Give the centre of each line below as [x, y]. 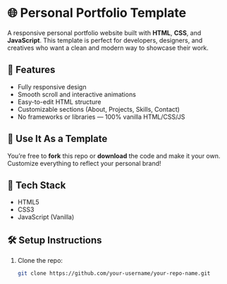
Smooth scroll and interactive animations [76, 94]
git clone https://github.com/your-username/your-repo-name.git [114, 273]
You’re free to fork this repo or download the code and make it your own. [114, 155]
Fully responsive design [52, 86]
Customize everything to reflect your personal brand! [84, 163]
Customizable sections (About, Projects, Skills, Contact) [98, 109]
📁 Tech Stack [37, 185]
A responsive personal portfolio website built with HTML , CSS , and [104, 32]
